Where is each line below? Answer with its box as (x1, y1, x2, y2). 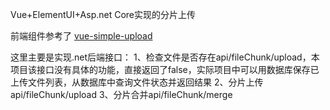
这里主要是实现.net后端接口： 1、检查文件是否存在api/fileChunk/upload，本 (10, 51, 320, 63)
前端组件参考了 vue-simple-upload (10, 30, 153, 42)
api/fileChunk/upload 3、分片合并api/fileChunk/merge (10, 89, 233, 100)
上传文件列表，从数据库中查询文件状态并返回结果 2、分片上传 (10, 76, 264, 88)
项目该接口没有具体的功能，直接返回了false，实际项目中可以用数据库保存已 (10, 64, 320, 75)
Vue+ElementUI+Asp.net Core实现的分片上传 (10, 9, 197, 20)
